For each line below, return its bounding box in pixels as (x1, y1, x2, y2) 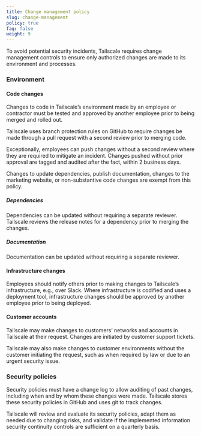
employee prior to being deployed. (6, 299, 92, 306)
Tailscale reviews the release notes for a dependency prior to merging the (6, 218, 189, 225)
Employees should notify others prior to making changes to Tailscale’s (6, 280, 179, 288)
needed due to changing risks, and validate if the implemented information (6, 416, 191, 423)
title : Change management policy (6, 8, 90, 15)
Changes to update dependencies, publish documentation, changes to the (6, 170, 190, 178)
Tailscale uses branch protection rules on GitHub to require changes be (6, 128, 183, 135)
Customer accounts (6, 313, 57, 320)
